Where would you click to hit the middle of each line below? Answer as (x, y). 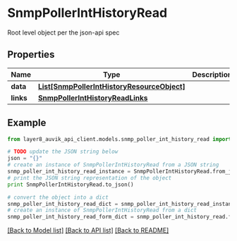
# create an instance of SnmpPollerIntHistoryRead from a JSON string (113, 165)
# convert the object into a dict (58, 197)
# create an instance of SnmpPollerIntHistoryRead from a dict (102, 210)
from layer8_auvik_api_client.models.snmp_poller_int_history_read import (120, 139)
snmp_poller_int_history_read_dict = (63, 204)
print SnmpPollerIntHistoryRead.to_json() (71, 185)
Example (27, 123)
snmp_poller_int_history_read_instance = (69, 172)
